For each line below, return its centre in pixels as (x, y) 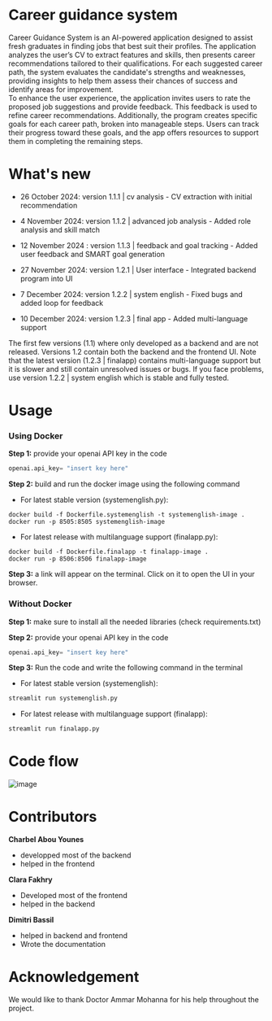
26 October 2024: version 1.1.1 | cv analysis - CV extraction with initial (136, 196)
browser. (23, 582)
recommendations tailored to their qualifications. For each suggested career (136, 63)
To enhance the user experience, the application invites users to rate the (130, 98)
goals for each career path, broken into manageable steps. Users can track (134, 124)
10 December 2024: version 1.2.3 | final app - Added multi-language (134, 318)
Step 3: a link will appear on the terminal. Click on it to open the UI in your (132, 574)
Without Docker (40, 604)
